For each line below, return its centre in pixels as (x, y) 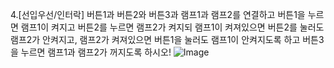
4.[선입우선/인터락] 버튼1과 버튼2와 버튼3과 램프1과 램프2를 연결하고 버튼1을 (158, 14)
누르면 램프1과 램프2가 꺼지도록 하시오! (96, 52)
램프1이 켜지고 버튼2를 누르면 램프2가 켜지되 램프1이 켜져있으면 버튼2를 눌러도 (172, 27)
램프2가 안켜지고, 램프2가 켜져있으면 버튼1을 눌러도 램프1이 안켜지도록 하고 (155, 39)
